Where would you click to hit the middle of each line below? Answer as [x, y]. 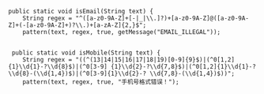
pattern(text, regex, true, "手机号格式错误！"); [101, 82]
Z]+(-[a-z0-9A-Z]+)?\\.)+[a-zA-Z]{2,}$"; [77, 25]
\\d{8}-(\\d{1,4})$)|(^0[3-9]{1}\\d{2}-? [77, 73]
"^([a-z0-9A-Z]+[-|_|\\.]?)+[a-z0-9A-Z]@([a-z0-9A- [162, 18]
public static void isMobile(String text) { [86, 53]
